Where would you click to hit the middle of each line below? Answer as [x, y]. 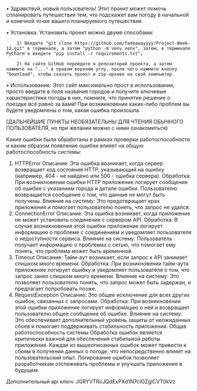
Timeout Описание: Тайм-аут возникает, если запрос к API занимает [101, 257]
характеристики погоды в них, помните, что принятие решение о [88, 98]
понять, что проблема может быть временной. [74, 251]
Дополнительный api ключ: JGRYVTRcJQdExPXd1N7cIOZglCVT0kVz [91, 382]
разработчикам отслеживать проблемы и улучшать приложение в [98, 364]
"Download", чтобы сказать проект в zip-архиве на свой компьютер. [91, 74]
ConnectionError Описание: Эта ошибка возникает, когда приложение [102, 213]
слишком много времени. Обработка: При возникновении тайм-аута [102, 264]
